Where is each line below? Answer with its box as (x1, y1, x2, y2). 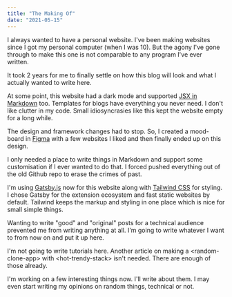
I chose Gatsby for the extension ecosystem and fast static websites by (7, 191, 211, 199)
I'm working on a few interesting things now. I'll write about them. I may (7, 274, 210, 283)
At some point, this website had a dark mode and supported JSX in (7, 91, 197, 100)
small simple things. (7, 205, 64, 213)
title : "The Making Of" (7, 10, 76, 17)
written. (7, 57, 29, 66)
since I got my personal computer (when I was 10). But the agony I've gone (7, 43, 220, 51)
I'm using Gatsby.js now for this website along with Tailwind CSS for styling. (7, 183, 223, 191)
